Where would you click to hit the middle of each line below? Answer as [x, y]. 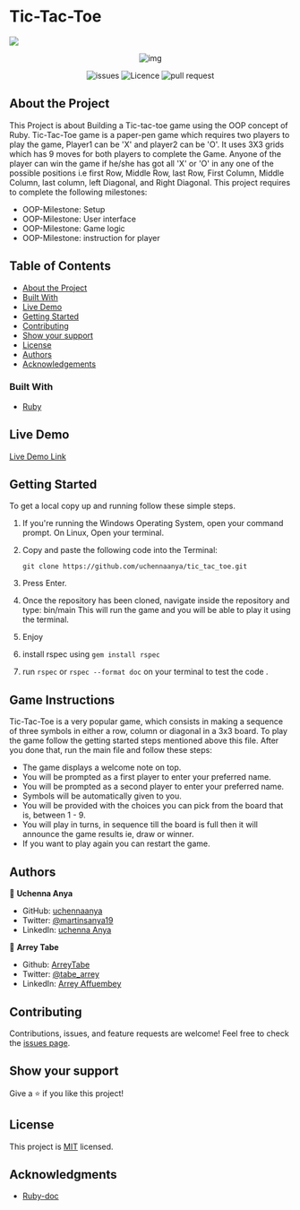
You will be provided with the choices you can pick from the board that [153, 806]
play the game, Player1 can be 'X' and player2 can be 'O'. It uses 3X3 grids [147, 144]
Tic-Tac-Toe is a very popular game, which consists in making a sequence [146, 722]
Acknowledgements [59, 364]
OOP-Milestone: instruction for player [91, 238]
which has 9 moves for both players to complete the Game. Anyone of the [146, 153]
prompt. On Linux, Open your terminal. [93, 533]
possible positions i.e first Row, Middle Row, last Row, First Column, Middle [147, 173]
